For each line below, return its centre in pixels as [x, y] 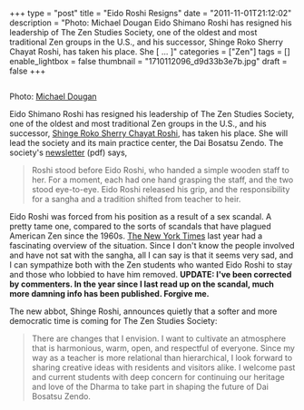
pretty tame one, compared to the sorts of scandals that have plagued [141, 226]
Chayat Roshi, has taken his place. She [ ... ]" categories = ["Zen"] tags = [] [150, 52]
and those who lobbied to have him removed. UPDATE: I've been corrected [151, 274]
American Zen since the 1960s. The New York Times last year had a [136, 236]
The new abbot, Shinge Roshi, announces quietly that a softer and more [143, 311]
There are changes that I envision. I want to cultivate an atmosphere [159, 338]
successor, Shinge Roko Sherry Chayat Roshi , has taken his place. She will [149, 133]
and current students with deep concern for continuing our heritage [158, 377]
